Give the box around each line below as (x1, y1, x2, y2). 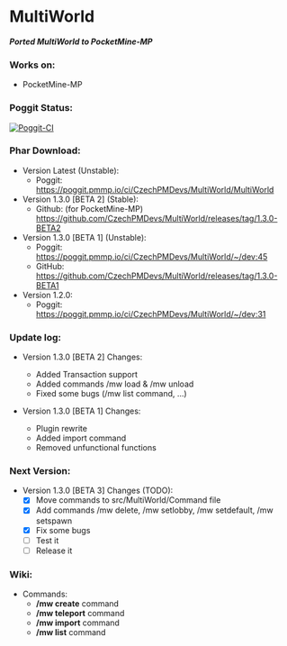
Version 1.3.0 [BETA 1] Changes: (22, 405, 141, 416)
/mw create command (35, 598, 120, 609)
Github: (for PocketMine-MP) (35, 203, 144, 214)
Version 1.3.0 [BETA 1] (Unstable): (22, 232, 147, 242)
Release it (35, 545, 73, 556)
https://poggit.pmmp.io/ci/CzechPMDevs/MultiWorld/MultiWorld (35, 184, 274, 195)
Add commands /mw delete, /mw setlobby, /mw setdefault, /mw (35, 505, 274, 515)
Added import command (35, 432, 127, 443)
